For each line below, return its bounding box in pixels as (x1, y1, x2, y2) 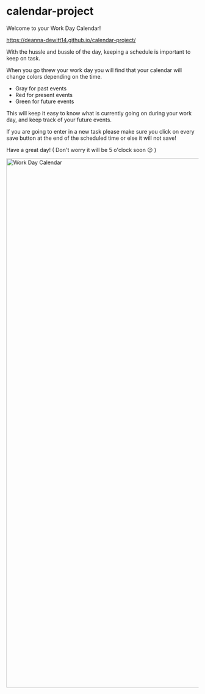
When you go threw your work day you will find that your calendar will (6, 66, 182, 74)
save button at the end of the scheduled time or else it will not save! (6, 134, 177, 142)
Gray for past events (15, 84, 67, 92)
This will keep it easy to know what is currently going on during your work (6, 109, 192, 117)
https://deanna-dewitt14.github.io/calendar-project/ (6, 36, 136, 43)
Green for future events (15, 98, 74, 105)
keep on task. (6, 54, 41, 62)
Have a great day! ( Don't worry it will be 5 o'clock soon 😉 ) (6, 146, 157, 153)
